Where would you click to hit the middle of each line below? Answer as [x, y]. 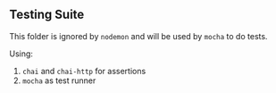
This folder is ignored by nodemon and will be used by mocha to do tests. [138, 36]
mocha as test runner [59, 80]
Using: [21, 54]
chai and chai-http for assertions [84, 71]
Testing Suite [47, 15]
